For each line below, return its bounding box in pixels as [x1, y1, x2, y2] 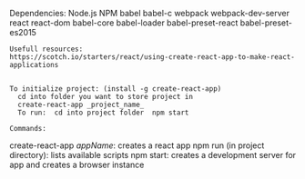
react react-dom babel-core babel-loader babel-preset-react [9, 17, 239, 28]
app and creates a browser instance [9, 159, 145, 170]
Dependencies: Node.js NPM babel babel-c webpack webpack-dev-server [9, 8, 290, 18]
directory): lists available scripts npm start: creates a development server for [9, 150, 297, 160]
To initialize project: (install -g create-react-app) [9, 85, 222, 94]
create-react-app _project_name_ [17, 100, 145, 109]
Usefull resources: [9, 45, 84, 54]
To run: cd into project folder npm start [17, 108, 189, 117]
